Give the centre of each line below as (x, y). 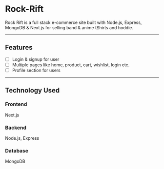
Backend (16, 128)
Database (17, 150)
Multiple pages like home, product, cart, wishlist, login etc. (71, 65)
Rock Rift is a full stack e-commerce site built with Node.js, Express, (73, 22)
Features (19, 47)
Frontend (16, 104)
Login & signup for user (36, 59)
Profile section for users (36, 70)
